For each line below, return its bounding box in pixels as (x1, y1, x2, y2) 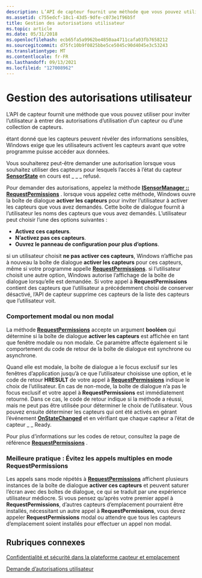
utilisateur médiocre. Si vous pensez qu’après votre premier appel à (6, 494, 173, 501)
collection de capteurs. (6, 124, 63, 131)
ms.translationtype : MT (6, 48, 66, 54)
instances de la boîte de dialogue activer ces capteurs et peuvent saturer (6, 482, 189, 489)
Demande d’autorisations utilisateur (6, 565, 94, 573)
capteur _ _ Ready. (6, 421, 52, 428)
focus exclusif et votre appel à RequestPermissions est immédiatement (6, 389, 185, 396)
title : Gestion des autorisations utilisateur (6, 20, 125, 26)
